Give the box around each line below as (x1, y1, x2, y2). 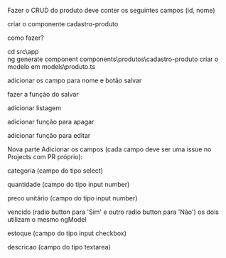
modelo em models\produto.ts (7, 63, 96, 70)
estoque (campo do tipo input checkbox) (7, 229, 127, 237)
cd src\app (7, 48, 39, 55)
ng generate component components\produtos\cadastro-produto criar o (7, 55, 219, 63)
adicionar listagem (7, 104, 62, 112)
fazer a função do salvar (7, 90, 80, 98)
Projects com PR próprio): (7, 153, 83, 161)
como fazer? (7, 33, 44, 42)
